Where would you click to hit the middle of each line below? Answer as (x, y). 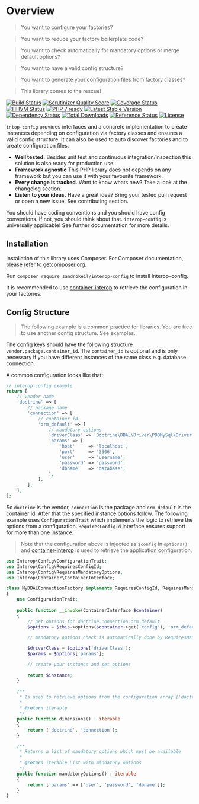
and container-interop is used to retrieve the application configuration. (106, 550)
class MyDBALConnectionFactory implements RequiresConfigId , (83, 588)
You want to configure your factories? (67, 27)
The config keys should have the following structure (70, 344)
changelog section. (38, 189)
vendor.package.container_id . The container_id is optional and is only (92, 350)
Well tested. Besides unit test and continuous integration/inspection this (103, 157)
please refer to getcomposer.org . (46, 264)
